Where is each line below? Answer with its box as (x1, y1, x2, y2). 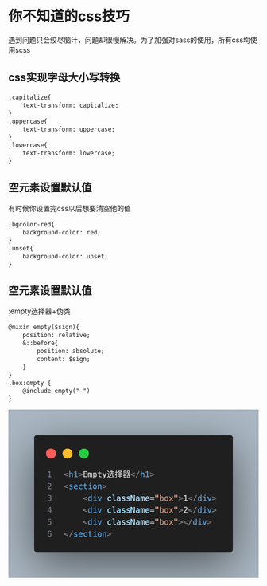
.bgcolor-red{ (8, 220, 56, 228)
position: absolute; (37, 348, 105, 356)
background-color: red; (22, 228, 102, 236)
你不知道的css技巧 (8, 7, 130, 26)
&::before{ (22, 340, 59, 348)
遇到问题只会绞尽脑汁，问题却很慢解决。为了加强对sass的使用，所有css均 (8, 35, 250, 45)
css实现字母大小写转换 (8, 71, 121, 85)
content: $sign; (37, 356, 91, 364)
